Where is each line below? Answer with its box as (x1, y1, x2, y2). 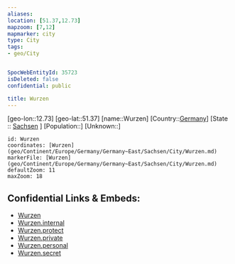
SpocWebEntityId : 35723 (7, 69, 78, 76)
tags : (7, 43, 23, 50)
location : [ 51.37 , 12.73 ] (7, 17, 81, 24)
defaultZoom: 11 (7, 167, 55, 174)
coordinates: (7, 142, 46, 149)
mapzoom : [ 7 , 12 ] (7, 23, 55, 31)
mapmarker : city (7, 30, 55, 38)
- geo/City (7, 50, 40, 57)
